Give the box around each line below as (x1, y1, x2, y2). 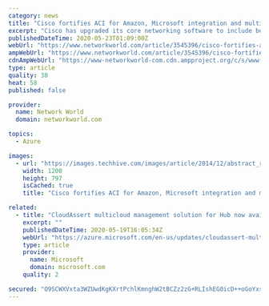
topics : (8, 130, 34, 139)
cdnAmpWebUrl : (8, 57, 56, 65)
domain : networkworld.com (15, 115, 102, 124)
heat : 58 (8, 79, 38, 87)
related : (8, 203, 38, 212)
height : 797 (22, 174, 62, 183)
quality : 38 (8, 71, 48, 79)
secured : (8, 285, 38, 293)
